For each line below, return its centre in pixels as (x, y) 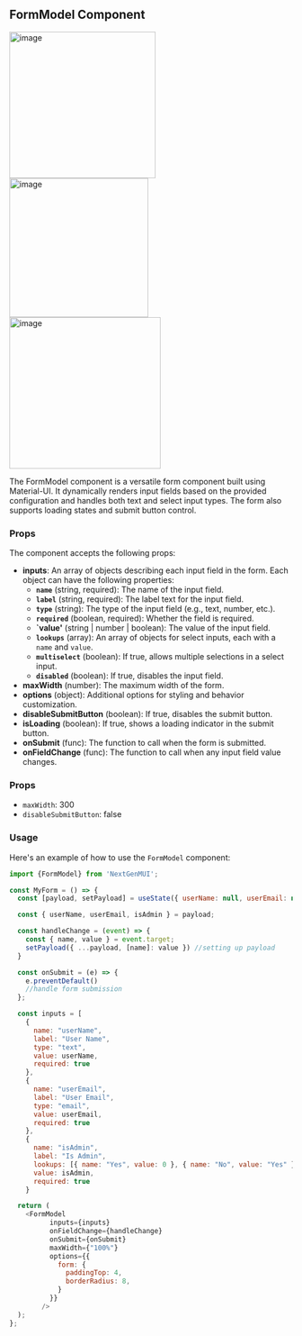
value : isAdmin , (63, 1173)
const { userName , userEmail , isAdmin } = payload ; (116, 915)
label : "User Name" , (71, 1039)
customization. (50, 704)
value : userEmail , (67, 1114)
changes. (40, 762)
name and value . (64, 647)
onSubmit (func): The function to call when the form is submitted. (144, 743)
